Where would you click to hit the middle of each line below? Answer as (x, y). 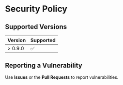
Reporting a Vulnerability (44, 65)
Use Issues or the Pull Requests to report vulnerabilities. (62, 77)
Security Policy (36, 9)
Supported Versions (36, 27)
